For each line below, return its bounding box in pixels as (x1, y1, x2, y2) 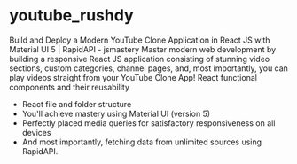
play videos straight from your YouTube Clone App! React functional (9, 72, 257, 82)
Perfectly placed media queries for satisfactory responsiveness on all (21, 117, 276, 129)
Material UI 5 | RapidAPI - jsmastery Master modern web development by (9, 43, 277, 54)
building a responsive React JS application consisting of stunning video (9, 53, 270, 64)
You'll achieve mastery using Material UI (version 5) (21, 108, 211, 119)
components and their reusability (9, 82, 130, 92)
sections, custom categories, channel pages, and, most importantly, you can (9, 63, 288, 74)
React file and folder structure (21, 98, 132, 109)
